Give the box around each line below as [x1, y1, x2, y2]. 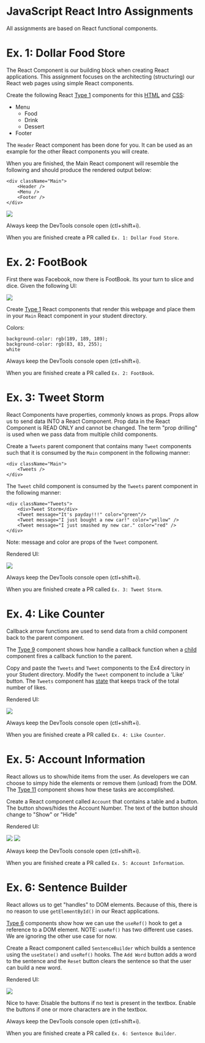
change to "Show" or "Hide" [6, 810, 78, 818]
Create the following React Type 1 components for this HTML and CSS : [6, 91, 185, 99]
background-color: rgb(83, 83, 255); [6, 341, 103, 347]
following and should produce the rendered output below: [6, 166, 152, 173]
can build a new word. [6, 964, 62, 971]
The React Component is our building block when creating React [6, 66, 170, 74]
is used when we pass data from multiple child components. [6, 430, 158, 438]
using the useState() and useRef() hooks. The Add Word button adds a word [6, 950, 197, 958]
